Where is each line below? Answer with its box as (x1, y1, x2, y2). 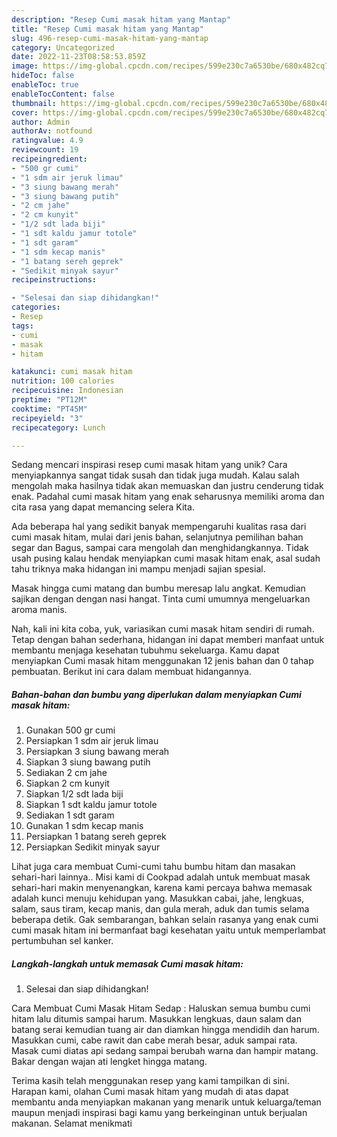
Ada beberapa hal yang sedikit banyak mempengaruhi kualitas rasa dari (11, 521, 307, 533)
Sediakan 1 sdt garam (25, 809, 115, 821)
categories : (11, 302, 61, 313)
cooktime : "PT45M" (11, 404, 88, 414)
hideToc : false (11, 71, 75, 81)
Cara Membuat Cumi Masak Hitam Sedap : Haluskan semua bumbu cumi (11, 1002, 311, 1015)
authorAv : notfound (11, 126, 93, 136)
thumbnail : (11, 98, 57, 108)
